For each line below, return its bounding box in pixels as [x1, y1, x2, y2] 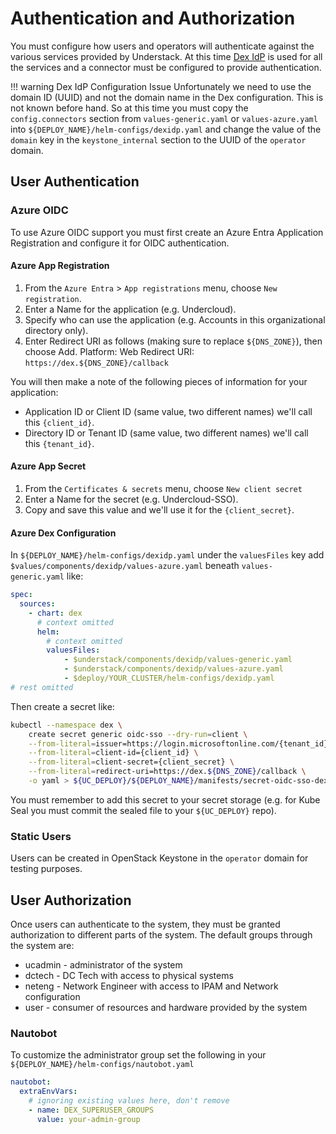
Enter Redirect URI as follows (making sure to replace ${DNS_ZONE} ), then [24, 335, 323, 347]
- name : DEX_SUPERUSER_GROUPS [28, 1105, 155, 1116]
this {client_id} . [24, 416, 95, 428]
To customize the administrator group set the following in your [10, 1049, 267, 1061]
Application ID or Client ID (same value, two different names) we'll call [24, 405, 313, 417]
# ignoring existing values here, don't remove [28, 1096, 230, 1106]
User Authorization [10, 892, 132, 909]
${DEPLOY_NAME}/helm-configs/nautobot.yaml [10, 1060, 195, 1070]
